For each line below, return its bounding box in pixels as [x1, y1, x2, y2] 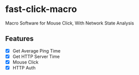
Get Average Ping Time [12, 47, 61, 53]
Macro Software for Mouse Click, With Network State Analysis [5, 20, 134, 26]
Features [5, 34, 34, 43]
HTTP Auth [12, 64, 36, 70]
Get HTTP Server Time [12, 53, 60, 59]
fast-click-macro [5, 3, 77, 15]
